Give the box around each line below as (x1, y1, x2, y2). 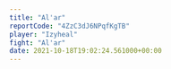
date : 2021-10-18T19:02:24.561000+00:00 (9, 47, 163, 56)
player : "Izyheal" (9, 30, 78, 39)
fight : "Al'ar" (9, 38, 66, 47)
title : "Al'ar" (9, 13, 66, 22)
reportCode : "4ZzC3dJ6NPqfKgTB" (9, 22, 130, 30)
